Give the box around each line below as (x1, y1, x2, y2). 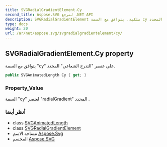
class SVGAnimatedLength (12, 120, 68, 126)
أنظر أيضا (5, 108, 26, 115)
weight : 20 (5, 26, 28, 31)
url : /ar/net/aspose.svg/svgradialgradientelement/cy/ (5, 31, 123, 36)
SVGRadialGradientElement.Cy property (5, 49, 134, 58)
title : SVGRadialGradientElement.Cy (5, 7, 82, 13)
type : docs (5, 21, 28, 27)
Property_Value (5, 84, 44, 91)
